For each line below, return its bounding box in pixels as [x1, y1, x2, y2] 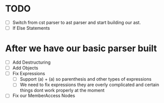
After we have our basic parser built [5, 43, 157, 54]
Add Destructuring [12, 59, 51, 65]
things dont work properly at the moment [19, 88, 105, 94]
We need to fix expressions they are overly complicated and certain [19, 82, 159, 88]
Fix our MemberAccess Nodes [12, 93, 75, 99]
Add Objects [12, 65, 38, 71]
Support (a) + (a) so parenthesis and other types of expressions [19, 76, 151, 82]
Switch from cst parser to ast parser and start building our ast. [12, 19, 141, 25]
